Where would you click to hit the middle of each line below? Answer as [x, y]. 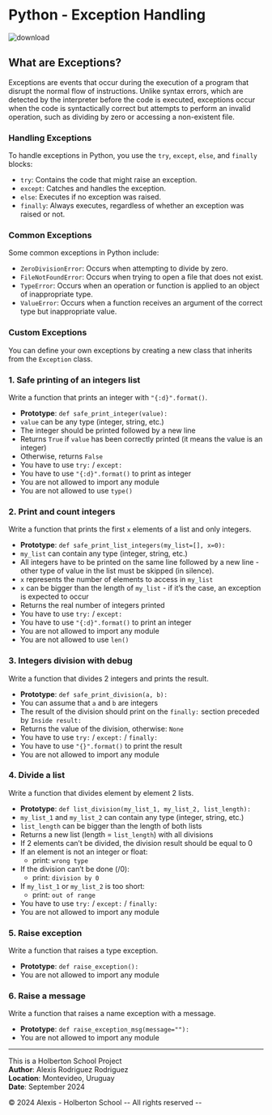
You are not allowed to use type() [76, 490]
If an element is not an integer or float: [84, 852]
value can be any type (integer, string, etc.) [92, 421]
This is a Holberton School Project [65, 1061]
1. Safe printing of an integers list [74, 380]
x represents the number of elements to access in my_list [117, 579]
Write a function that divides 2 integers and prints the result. [108, 678]
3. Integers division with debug [71, 660]
